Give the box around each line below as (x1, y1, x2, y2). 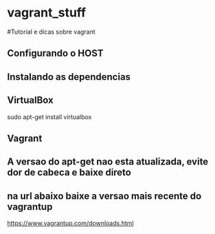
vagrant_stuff (7, 5, 87, 21)
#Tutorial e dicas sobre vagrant (7, 28, 96, 36)
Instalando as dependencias (7, 71, 131, 83)
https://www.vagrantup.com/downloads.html (7, 219, 134, 228)
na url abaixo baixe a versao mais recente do (7, 190, 202, 202)
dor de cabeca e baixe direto (7, 167, 132, 178)
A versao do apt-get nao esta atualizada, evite (7, 156, 209, 168)
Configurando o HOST (7, 47, 104, 59)
